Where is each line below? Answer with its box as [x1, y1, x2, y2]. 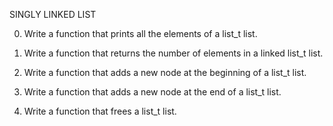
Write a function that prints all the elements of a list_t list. [23, 28, 258, 39]
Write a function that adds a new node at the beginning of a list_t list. [23, 67, 307, 78]
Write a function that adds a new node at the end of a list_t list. [23, 86, 282, 98]
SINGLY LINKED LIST [9, 9, 97, 20]
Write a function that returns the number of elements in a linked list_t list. [23, 47, 324, 59]
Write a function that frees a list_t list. [23, 105, 177, 117]
